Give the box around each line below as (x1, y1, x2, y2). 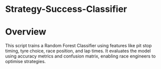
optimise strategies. (5, 59, 46, 65)
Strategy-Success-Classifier (5, 3, 127, 15)
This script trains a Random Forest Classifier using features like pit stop (5, 43, 152, 49)
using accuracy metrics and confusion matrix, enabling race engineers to (5, 53, 156, 59)
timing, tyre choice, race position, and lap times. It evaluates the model (5, 48, 151, 54)
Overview (5, 26, 46, 38)
